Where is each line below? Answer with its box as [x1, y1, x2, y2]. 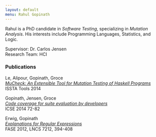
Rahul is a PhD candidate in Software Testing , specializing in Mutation [5, 25, 148, 31]
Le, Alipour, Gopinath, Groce [5, 75, 63, 81]
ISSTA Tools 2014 [5, 85, 41, 91]
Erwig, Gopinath [5, 115, 38, 121]
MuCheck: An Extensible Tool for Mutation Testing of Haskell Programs [5, 80, 151, 86]
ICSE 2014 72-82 [5, 106, 40, 112]
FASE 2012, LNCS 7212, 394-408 [5, 126, 73, 132]
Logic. [5, 36, 18, 42]
